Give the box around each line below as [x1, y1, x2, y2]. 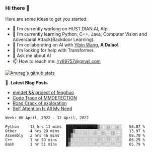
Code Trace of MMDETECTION [12, 95, 77, 101]
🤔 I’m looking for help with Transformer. [12, 47, 95, 54]
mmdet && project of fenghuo [12, 89, 74, 95]
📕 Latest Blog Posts [5, 80, 48, 86]
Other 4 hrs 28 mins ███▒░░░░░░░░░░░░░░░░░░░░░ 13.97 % [5, 129, 145, 134]
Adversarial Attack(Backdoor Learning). [12, 36, 95, 42]
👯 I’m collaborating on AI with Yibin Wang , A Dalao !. [12, 42, 120, 48]
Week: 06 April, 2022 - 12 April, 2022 [5, 116, 89, 121]
